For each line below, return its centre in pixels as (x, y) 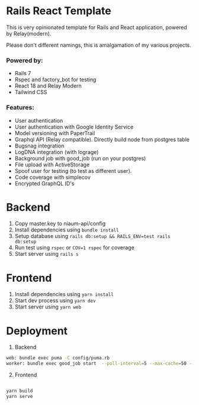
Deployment (37, 331)
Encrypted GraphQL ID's (44, 183)
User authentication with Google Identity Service (74, 127)
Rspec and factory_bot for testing (55, 80)
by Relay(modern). (29, 33)
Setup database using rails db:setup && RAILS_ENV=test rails (92, 236)
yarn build (20, 391)
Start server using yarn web (48, 307)
